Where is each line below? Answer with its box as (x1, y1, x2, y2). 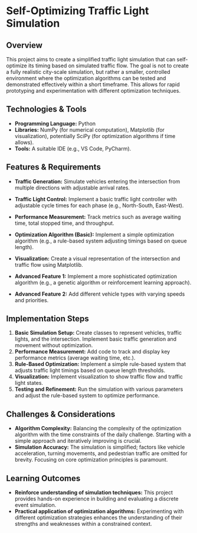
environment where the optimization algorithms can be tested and (6, 75, 166, 81)
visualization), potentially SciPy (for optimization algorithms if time (14, 132, 176, 139)
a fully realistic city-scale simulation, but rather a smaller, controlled (6, 68, 170, 75)
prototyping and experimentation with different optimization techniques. (6, 87, 181, 94)
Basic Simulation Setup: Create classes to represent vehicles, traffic (14, 329, 182, 336)
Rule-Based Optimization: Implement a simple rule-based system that (14, 361, 186, 368)
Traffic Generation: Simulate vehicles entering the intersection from (14, 178, 180, 185)
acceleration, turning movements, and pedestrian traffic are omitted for (14, 450, 188, 457)
